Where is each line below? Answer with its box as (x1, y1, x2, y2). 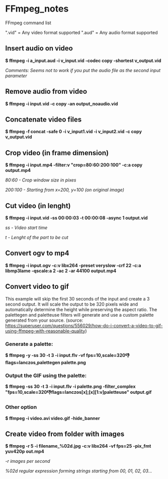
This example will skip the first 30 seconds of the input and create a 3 (5, 295, 150, 302)
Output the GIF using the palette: (5, 372, 87, 379)
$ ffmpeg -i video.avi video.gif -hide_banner (5, 415, 100, 421)
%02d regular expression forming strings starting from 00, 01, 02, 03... (5, 468, 152, 474)
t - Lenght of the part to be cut (5, 234, 69, 240)
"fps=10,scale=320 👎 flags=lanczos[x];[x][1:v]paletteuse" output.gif (5, 389, 152, 395)
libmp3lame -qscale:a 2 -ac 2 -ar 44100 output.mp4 (5, 268, 117, 274)
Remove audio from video (5, 87, 87, 96)
